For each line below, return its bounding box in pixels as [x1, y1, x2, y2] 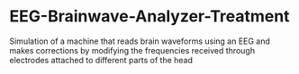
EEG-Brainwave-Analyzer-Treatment [9, 6, 290, 27]
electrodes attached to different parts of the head [9, 54, 194, 65]
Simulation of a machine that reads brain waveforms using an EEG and [9, 36, 270, 46]
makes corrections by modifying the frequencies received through [9, 45, 255, 55]
